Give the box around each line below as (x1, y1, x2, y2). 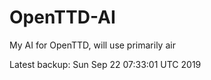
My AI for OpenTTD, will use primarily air (9, 39, 176, 51)
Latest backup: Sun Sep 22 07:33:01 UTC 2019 (9, 58, 202, 70)
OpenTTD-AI (9, 6, 116, 29)
